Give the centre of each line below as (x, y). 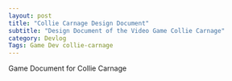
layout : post (30, 16)
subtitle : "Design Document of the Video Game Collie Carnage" (117, 30)
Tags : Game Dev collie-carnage (61, 46)
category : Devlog (37, 38)
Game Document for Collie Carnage (68, 68)
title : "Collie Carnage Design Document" (79, 23)
